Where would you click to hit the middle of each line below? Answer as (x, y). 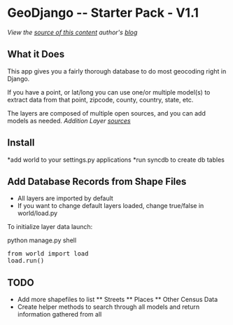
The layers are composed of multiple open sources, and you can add (107, 113)
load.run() (26, 261)
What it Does (36, 54)
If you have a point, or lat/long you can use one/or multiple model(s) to (109, 92)
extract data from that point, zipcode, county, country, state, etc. (100, 99)
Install (21, 143)
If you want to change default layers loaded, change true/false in (111, 206)
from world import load (48, 254)
